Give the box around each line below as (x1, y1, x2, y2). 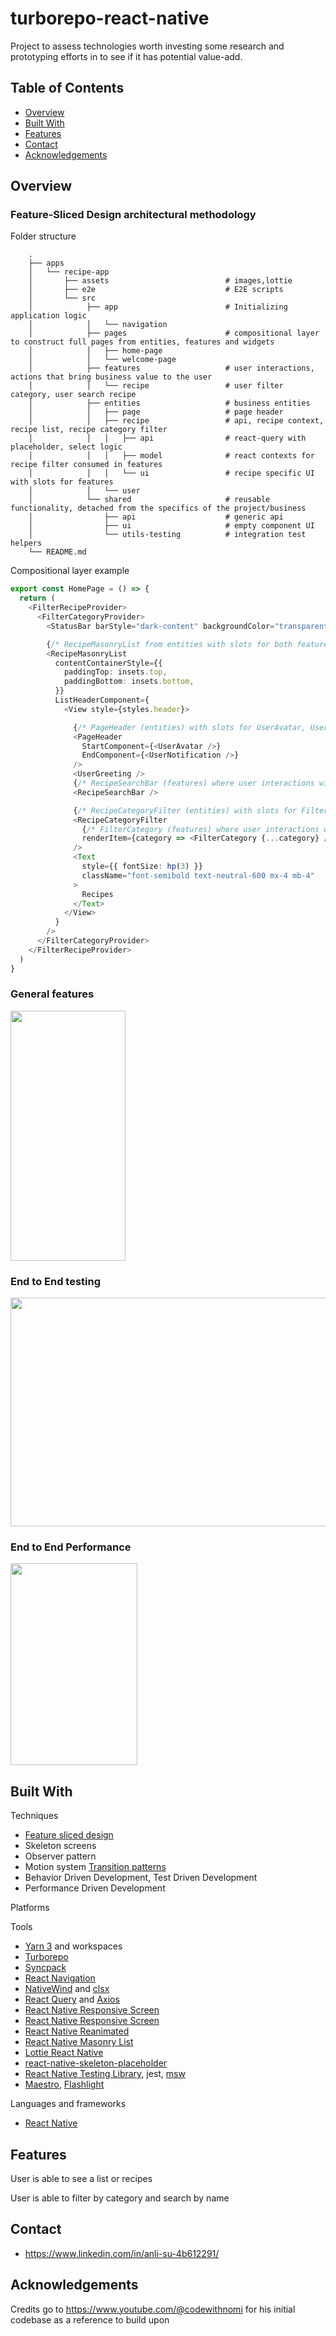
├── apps (28, 258, 65, 269)
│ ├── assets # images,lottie (28, 276, 293, 286)
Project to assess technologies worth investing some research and (10, 40, 285, 52)
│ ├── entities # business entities (28, 398, 311, 409)
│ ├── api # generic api (28, 512, 284, 522)
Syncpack (24, 1962, 67, 1974)
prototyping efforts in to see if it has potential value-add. (10, 50, 243, 62)
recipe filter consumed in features (10, 460, 163, 470)
